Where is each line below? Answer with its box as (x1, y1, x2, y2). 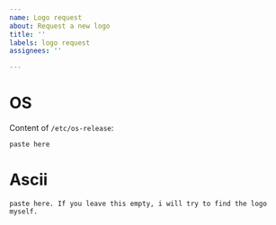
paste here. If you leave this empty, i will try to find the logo (9, 199, 268, 208)
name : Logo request (9, 13, 83, 22)
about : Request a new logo (9, 22, 111, 30)
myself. (9, 207, 39, 216)
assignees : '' (9, 47, 63, 56)
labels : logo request (9, 38, 91, 48)
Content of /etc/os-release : (9, 123, 114, 134)
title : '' (9, 30, 47, 39)
